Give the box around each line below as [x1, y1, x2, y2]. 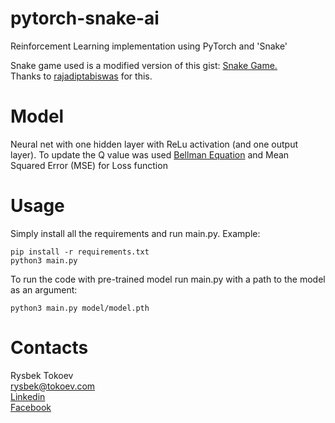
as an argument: [10, 283, 78, 296]
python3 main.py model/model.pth [10, 303, 150, 313]
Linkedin [10, 390, 46, 402]
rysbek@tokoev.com [10, 380, 96, 392]
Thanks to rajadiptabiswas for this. [10, 70, 153, 82]
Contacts [10, 337, 89, 359]
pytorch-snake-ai [10, 7, 160, 30]
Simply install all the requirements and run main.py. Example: [10, 227, 261, 239]
